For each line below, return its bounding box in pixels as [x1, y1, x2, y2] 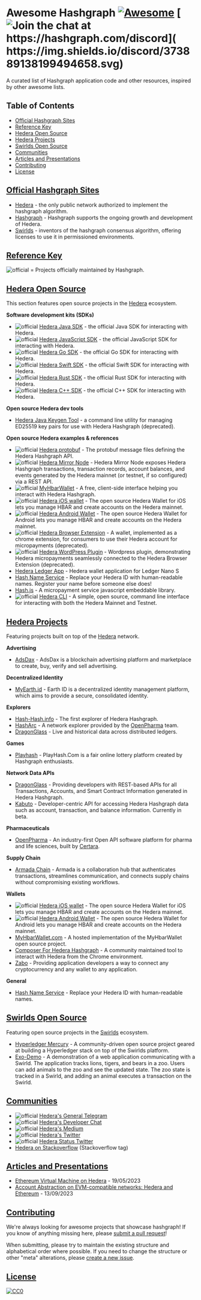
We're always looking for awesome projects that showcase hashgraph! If [6, 1223, 186, 1231]
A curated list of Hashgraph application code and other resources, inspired [6, 77, 191, 84]
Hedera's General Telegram [38, 1112, 108, 1119]
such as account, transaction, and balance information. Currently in [14, 807, 182, 813]
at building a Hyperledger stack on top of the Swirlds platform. [14, 1046, 170, 1054]
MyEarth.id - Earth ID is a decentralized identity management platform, [14, 685, 190, 693]
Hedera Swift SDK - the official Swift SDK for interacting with [38, 361, 190, 369]
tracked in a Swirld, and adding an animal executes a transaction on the [14, 1072, 192, 1080]
